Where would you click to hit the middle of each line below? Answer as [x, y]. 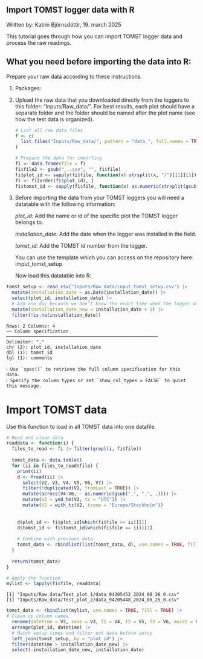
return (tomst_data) [36, 561]
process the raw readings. [39, 42]
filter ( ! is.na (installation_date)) [56, 315]
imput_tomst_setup [38, 264]
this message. [24, 386]
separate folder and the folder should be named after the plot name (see [105, 113]
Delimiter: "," [25, 342]
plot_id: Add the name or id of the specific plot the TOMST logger [96, 216]
